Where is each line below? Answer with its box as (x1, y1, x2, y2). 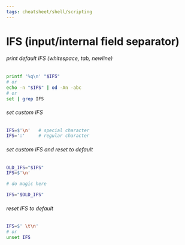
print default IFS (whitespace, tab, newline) (6, 55, 113, 62)
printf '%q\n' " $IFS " (6, 73, 60, 80)
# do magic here (6, 181, 47, 187)
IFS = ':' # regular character (6, 133, 90, 139)
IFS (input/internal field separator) (6, 34, 180, 48)
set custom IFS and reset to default (6, 145, 93, 153)
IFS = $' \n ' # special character (6, 127, 90, 133)
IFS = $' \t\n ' (6, 223, 39, 229)
